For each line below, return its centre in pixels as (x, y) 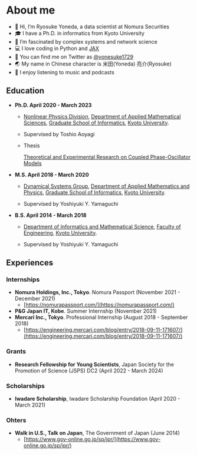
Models (33, 163)
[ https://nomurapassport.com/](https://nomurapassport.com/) (99, 305)
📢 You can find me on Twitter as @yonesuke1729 (74, 57)
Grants (16, 351)
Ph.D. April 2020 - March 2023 (53, 105)
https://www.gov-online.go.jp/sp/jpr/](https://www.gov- (93, 439)
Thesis (32, 146)
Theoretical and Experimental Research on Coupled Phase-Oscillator (107, 157)
